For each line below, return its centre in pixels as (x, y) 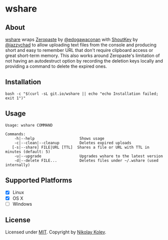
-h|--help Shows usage (59, 138)
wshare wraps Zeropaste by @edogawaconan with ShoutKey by (72, 39)
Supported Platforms (39, 180)
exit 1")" (16, 98)
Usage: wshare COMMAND (29, 125)
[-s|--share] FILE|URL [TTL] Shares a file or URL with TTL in (81, 147)
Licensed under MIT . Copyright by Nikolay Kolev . (56, 232)
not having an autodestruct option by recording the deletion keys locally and (84, 61)
